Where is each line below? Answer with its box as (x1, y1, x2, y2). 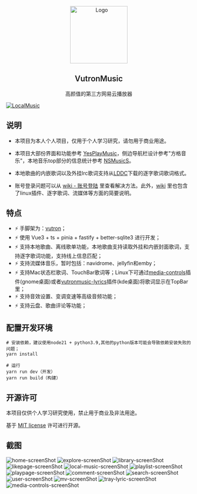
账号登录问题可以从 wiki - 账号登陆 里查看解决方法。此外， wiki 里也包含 (14, 182, 188, 189)
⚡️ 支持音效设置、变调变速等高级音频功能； (14, 293, 118, 300)
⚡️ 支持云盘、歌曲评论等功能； (14, 302, 87, 309)
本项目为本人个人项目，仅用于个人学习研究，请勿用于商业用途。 (14, 137, 169, 144)
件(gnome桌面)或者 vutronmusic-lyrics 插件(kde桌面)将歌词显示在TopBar (14, 278, 188, 285)
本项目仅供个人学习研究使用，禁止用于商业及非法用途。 (6, 409, 140, 416)
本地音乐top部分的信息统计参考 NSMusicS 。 (27, 157, 134, 164)
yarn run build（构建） (6, 375, 61, 381)
